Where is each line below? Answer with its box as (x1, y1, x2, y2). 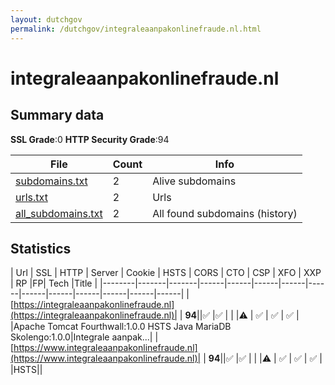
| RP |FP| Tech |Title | (10, 277, 98, 290)
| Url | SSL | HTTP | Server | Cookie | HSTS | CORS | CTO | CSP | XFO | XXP (10, 267, 322, 279)
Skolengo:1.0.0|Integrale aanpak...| (10, 331, 153, 343)
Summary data (10, 107, 105, 124)
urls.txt (15, 190, 48, 204)
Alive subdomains (152, 174, 237, 188)
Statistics (10, 240, 72, 257)
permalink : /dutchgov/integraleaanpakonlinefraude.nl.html (10, 24, 262, 34)
